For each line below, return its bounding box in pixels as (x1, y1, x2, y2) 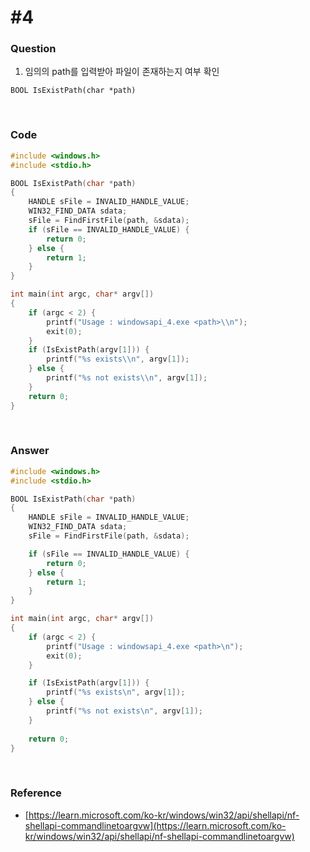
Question (10, 42, 57, 56)
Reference (10, 786, 62, 800)
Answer (10, 444, 50, 458)
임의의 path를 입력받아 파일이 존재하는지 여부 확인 (24, 66, 220, 78)
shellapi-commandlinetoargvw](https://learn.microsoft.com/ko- (24, 819, 287, 831)
